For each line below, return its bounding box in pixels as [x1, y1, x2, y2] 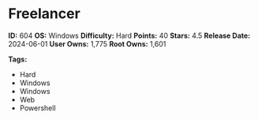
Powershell [19, 103, 57, 113]
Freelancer [8, 5, 80, 23]
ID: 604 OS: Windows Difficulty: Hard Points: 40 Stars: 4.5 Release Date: [8, 31, 251, 40]
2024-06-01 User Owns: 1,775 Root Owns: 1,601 [8, 39, 166, 48]
